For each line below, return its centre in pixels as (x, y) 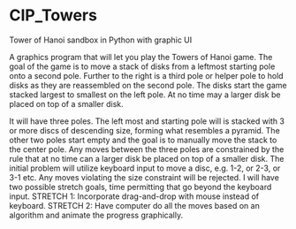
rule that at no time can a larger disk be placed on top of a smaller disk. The (147, 158)
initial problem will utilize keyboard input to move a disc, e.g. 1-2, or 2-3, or (145, 168)
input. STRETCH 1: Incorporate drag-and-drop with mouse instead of (134, 196)
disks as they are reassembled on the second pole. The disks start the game (148, 85)
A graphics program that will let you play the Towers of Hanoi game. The (141, 57)
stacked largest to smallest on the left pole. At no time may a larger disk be (145, 95)
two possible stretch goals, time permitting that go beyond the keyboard (140, 187)
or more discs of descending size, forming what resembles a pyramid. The (144, 130)
